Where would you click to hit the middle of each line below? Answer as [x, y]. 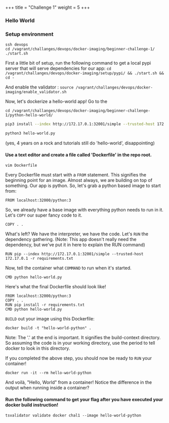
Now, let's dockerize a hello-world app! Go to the [56, 102]
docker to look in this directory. [38, 348]
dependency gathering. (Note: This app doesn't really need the [71, 239]
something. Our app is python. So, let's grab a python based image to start [83, 186]
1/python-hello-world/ [29, 115]
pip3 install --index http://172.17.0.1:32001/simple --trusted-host [80, 124]
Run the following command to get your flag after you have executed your [84, 399]
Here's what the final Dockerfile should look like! [56, 287]
